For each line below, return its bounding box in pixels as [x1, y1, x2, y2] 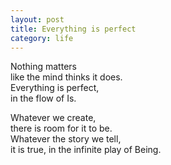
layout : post [10, 14, 65, 25]
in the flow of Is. [10, 92, 77, 105]
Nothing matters [10, 61, 77, 73]
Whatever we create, [10, 112, 97, 124]
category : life [10, 33, 74, 43]
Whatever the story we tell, [10, 133, 122, 145]
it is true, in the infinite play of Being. [10, 144, 162, 156]
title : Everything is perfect [10, 24, 137, 34]
